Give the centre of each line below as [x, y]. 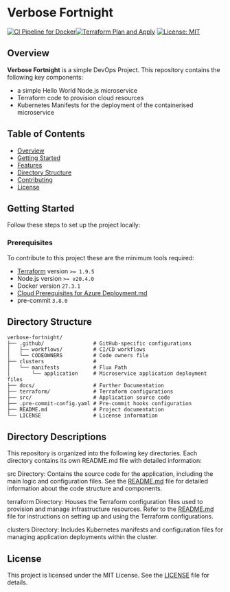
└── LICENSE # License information [82, 416]
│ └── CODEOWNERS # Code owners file [78, 356]
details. [18, 582]
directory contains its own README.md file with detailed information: [104, 461]
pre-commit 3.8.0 [42, 300]
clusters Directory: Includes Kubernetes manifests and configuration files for [115, 530]
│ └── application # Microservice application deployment [107, 374]
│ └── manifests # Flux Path [67, 368]
